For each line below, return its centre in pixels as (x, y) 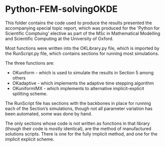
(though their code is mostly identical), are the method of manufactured (78, 128)
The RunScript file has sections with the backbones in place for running (78, 103)
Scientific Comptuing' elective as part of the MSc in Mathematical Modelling (83, 33)
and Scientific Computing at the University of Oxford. (59, 39)
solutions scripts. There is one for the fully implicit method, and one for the (81, 134)
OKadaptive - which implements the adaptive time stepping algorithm (83, 83)
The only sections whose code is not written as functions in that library (78, 123)
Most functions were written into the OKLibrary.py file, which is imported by (82, 48)
